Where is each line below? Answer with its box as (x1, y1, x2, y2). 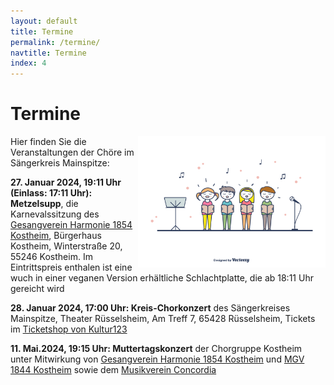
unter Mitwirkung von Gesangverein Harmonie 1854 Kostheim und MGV (10, 353, 305, 365)
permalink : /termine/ (10, 37, 101, 47)
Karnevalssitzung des (10, 208, 100, 220)
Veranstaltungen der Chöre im (10, 146, 135, 159)
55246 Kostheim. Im (10, 251, 93, 263)
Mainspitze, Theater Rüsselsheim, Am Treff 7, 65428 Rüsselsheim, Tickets (10, 313, 316, 325)
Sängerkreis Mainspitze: (10, 157, 110, 169)
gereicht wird (10, 283, 65, 295)
